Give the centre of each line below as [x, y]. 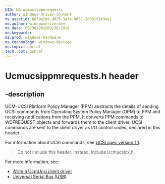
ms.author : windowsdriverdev [35, 24]
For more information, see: [32, 162]
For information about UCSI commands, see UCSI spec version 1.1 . [73, 142]
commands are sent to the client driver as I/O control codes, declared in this [83, 127]
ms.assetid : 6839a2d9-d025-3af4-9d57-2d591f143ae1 [58, 19]
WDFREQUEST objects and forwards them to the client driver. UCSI [74, 122]
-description [25, 94]
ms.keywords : [19, 33]
